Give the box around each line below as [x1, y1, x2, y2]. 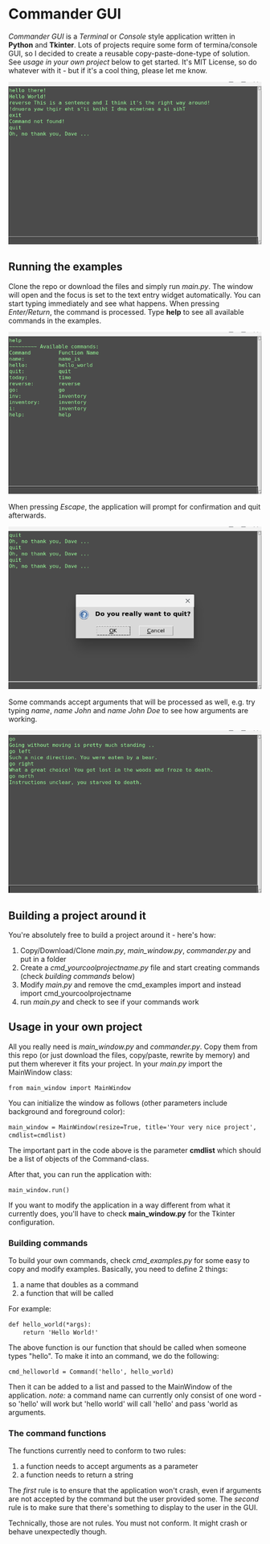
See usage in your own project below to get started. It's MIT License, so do [8, 57, 257, 67]
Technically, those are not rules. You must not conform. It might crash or [8, 1518, 247, 1528]
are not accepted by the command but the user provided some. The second [8, 1494, 260, 1504]
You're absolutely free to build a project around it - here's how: [8, 930, 216, 939]
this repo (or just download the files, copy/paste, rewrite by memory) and [8, 1050, 251, 1059]
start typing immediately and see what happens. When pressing [8, 299, 219, 308]
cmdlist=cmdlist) [8, 1131, 67, 1139]
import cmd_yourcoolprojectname [19, 988, 132, 998]
